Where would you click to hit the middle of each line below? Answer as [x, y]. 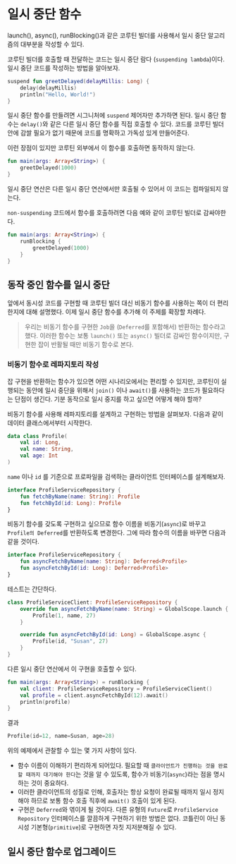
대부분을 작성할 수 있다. [52, 44]
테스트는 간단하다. [32, 589]
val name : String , [47, 449]
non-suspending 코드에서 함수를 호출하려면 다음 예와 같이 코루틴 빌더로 [105, 213]
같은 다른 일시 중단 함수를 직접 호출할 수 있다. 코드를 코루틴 [130, 124]
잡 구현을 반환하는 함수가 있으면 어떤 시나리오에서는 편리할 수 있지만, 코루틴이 [113, 381]
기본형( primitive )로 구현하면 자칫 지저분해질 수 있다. [104, 827]
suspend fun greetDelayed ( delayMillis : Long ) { [79, 81]
